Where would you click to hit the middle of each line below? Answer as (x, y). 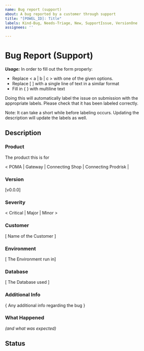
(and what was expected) (31, 328)
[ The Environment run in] (31, 259)
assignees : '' (19, 28)
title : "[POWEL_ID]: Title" (33, 18)
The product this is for (27, 157)
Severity (15, 202)
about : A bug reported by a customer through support (61, 14)
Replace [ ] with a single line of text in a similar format (66, 84)
